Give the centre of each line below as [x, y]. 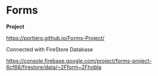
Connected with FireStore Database [50, 49]
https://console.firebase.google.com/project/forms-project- [79, 61]
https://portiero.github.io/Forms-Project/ [55, 38]
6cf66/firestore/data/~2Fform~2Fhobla [54, 67]
